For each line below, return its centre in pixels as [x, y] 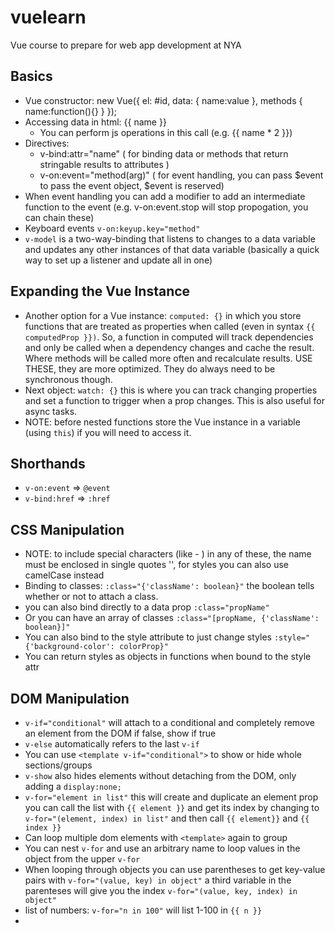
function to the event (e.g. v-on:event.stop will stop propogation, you [166, 207]
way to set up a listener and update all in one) [118, 260]
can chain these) [59, 217]
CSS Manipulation [67, 529]
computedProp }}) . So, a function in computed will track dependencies [169, 337]
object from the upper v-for [82, 859]
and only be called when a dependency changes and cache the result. [169, 347]
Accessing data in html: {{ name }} [95, 122]
